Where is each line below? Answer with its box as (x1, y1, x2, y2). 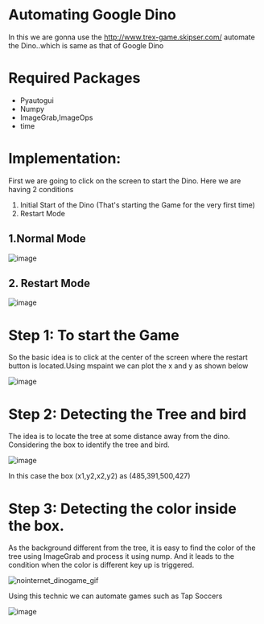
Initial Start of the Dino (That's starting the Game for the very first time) (19, 199, 256, 210)
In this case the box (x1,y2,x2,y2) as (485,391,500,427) (8, 471, 191, 481)
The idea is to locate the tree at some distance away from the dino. (8, 432, 231, 441)
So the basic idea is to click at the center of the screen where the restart (8, 352, 248, 363)
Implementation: (8, 150, 122, 168)
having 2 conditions (8, 184, 74, 194)
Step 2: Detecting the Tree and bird (8, 404, 247, 423)
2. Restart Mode (8, 277, 91, 290)
